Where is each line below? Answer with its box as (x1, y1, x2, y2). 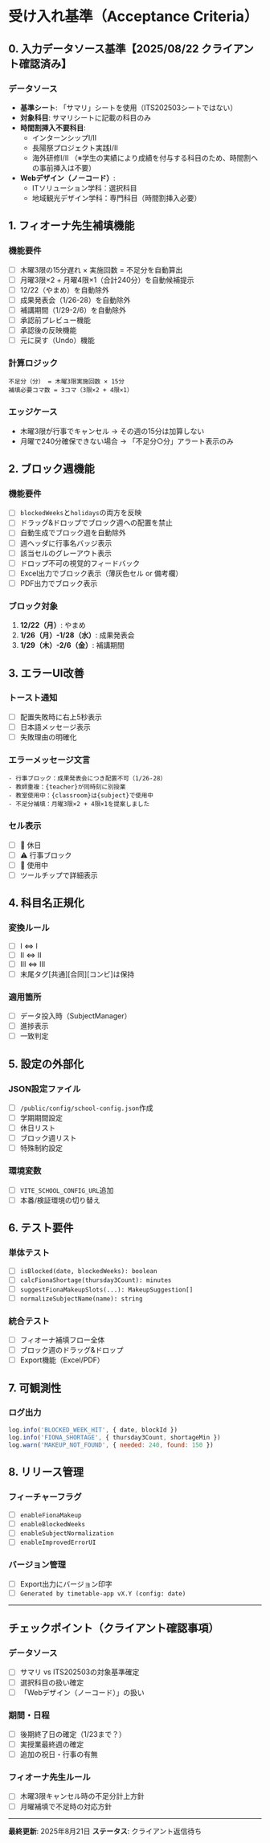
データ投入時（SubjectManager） (19, 1011, 132, 1021)
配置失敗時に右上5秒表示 (19, 712, 103, 722)
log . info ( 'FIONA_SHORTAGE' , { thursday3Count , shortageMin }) (8, 1433, 221, 1441)
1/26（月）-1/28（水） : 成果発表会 (19, 630, 135, 640)
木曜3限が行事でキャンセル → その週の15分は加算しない (19, 426, 205, 436)
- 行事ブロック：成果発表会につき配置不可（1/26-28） (8, 775, 167, 783)
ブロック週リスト (19, 1133, 77, 1143)
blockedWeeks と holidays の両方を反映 (19, 508, 142, 518)
